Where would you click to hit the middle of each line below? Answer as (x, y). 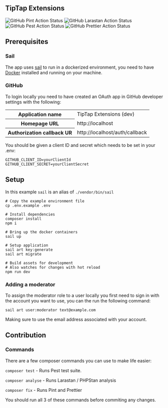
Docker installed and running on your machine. (54, 72)
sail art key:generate (29, 249)
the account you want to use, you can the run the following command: (78, 300)
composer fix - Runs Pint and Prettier (44, 390)
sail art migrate (23, 254)
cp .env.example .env (28, 206)
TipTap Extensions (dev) (106, 114)
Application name (40, 114)
